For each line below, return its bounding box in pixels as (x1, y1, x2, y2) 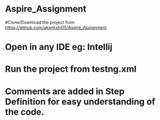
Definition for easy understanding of (5, 96, 156, 107)
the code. (5, 106, 45, 117)
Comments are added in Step (5, 86, 125, 97)
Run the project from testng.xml (5, 64, 137, 75)
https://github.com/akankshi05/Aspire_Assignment (5, 24, 107, 30)
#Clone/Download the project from (5, 19, 75, 25)
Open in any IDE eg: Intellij (5, 42, 113, 53)
